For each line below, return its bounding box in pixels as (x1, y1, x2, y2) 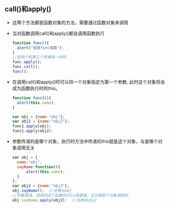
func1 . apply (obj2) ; (12, 128, 54, 134)
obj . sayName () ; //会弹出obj (12, 188, 72, 193)
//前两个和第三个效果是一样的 (12, 55, 67, 60)
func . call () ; (12, 64, 40, 70)
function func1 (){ (12, 95, 51, 101)
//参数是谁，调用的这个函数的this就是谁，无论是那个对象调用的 (12, 193, 128, 198)
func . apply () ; (12, 59, 42, 65)
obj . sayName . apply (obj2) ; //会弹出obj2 (12, 197, 97, 203)
